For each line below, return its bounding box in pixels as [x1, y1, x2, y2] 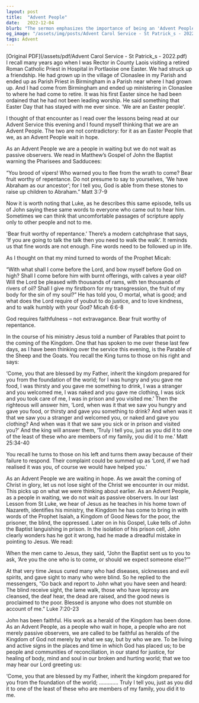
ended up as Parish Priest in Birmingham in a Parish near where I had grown [6, 78, 192, 85]
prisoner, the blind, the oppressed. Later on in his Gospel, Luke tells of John [6, 519, 191, 526]
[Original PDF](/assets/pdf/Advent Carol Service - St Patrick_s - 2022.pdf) [6, 53, 188, 59]
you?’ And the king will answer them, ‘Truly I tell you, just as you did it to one [6, 427, 192, 434]
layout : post [6, 8, 38, 15]
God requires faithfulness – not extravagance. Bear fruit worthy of [6, 316, 167, 322]
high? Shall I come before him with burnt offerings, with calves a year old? [6, 272, 187, 279]
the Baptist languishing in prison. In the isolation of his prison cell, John [6, 525, 180, 532]
